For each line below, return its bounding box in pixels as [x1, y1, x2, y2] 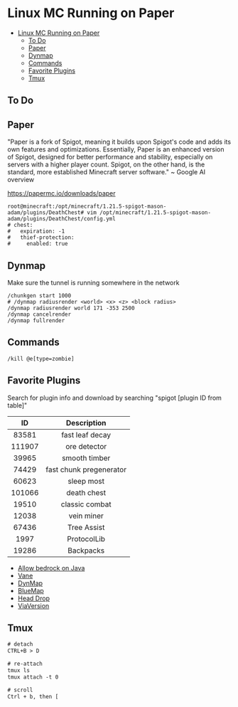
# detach [7, 641, 33, 648]
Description [65, 418, 107, 427]
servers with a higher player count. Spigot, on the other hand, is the [7, 160, 205, 169]
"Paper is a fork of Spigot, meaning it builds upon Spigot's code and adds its [7, 137, 232, 147]
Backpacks [67, 546, 105, 555]
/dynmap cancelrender [7, 311, 72, 318]
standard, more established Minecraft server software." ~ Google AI [7, 168, 206, 176]
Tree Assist [67, 522, 105, 532]
